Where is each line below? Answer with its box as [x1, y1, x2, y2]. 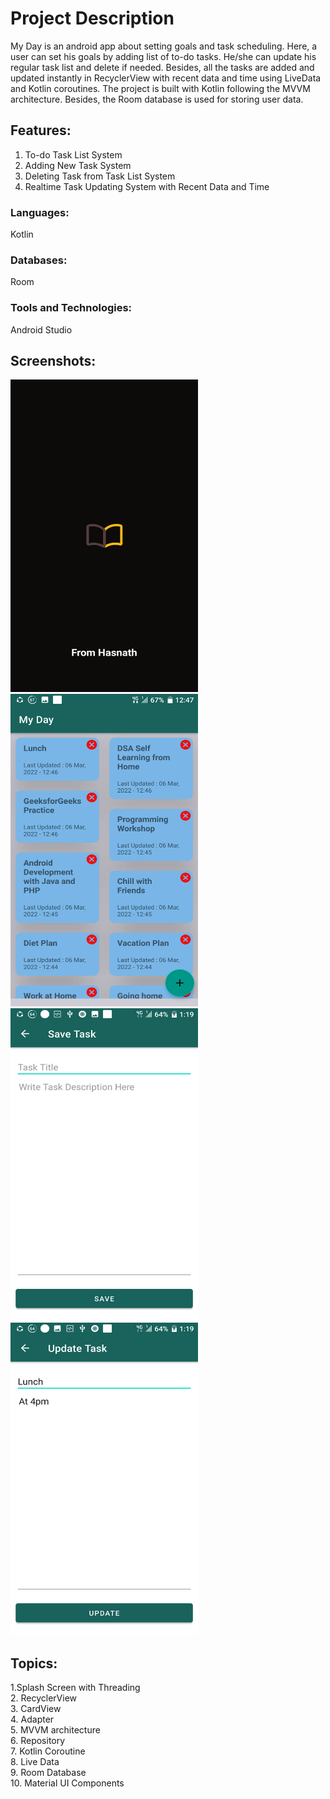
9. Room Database [10, 1767, 87, 1779]
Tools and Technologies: [10, 301, 133, 315]
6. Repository [10, 1735, 66, 1747]
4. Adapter [10, 1713, 55, 1726]
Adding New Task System [24, 159, 132, 171]
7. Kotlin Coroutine [10, 1745, 86, 1757]
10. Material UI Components [10, 1777, 125, 1789]
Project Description [10, 7, 175, 30]
